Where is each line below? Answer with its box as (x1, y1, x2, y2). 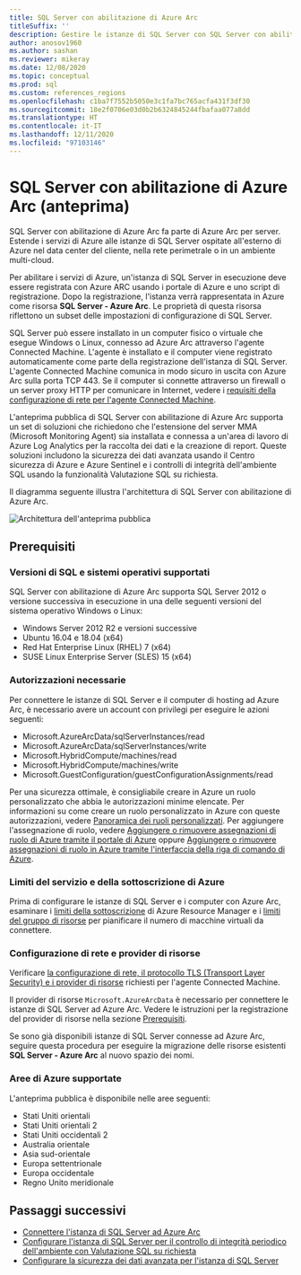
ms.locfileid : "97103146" (9, 138, 106, 147)
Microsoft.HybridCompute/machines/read (21, 750, 177, 761)
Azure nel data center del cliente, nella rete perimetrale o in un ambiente (9, 244, 276, 256)
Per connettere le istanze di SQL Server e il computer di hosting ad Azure (9, 694, 279, 705)
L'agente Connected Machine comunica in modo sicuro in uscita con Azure (9, 365, 287, 376)
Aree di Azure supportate (9, 1072, 123, 1085)
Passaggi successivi (9, 1202, 127, 1218)
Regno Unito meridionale (21, 1177, 115, 1188)
